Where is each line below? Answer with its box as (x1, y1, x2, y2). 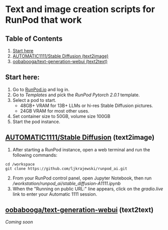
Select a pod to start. (12, 97, 57, 103)
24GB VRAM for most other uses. (20, 107, 90, 114)
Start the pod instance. (12, 119, 61, 125)
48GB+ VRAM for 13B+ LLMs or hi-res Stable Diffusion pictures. (20, 102, 153, 108)
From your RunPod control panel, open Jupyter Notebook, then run (12, 175, 152, 181)
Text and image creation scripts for (5, 4, 155, 15)
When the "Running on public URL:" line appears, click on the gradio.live (12, 186, 163, 192)
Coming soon (5, 219, 33, 225)
